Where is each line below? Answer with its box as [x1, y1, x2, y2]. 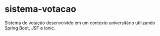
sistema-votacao [4, 3, 76, 15]
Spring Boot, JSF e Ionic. [4, 25, 55, 31]
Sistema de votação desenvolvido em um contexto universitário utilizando [4, 20, 156, 26]
